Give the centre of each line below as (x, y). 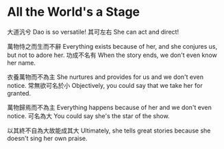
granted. (19, 93)
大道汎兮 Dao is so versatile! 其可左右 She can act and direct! (93, 32)
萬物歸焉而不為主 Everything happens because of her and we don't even (110, 107)
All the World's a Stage (74, 12)
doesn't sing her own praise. (47, 138)
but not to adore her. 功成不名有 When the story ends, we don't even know (112, 55)
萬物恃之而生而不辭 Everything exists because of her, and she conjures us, (112, 46)
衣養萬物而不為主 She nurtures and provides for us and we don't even (105, 77)
